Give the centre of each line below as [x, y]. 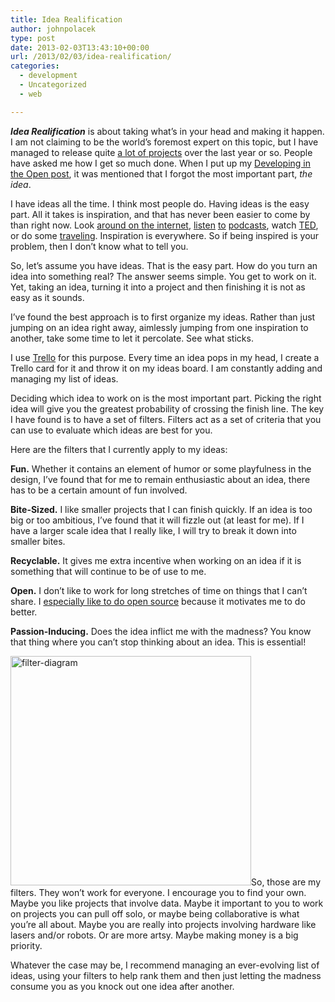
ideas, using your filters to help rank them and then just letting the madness [166, 975]
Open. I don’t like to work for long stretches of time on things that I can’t [159, 590]
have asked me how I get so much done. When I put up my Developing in [161, 163]
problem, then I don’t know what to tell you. [99, 246]
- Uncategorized [53, 85]
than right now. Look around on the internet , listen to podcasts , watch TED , [164, 225]
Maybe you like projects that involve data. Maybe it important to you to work [167, 903]
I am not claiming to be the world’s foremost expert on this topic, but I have [164, 142]
